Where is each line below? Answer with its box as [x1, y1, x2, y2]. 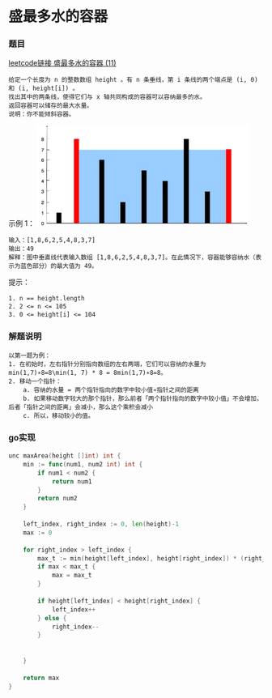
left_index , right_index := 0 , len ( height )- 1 [23, 520, 180, 529]
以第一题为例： [8, 351, 51, 360]
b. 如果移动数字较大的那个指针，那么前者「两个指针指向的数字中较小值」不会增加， [23, 394, 263, 402]
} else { [37, 614, 67, 622]
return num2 [37, 495, 79, 503]
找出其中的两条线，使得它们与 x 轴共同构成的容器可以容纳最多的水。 [8, 93, 206, 101]
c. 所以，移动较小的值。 [23, 411, 95, 419]
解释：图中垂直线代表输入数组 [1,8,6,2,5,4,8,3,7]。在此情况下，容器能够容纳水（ [8, 253, 257, 262]
